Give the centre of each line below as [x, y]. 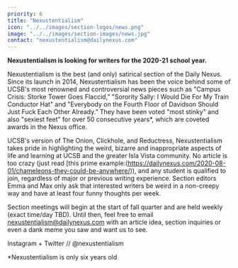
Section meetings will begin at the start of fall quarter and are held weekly [115, 207]
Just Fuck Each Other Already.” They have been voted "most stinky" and [113, 112]
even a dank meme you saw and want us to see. [78, 230]
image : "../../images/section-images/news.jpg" [79, 34]
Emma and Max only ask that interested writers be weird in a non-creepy [113, 186]
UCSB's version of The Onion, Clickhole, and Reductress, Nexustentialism [115, 141]
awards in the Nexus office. [47, 127]
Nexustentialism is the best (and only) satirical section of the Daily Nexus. [115, 74]
